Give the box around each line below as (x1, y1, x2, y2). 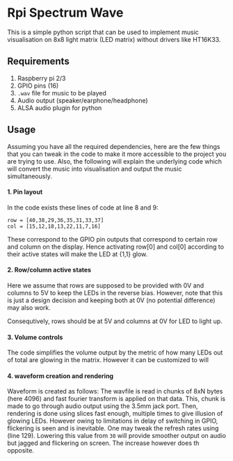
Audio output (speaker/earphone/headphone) (17, 96, 148, 104)
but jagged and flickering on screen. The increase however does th (7, 439, 200, 447)
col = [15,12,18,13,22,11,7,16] (7, 223, 101, 230)
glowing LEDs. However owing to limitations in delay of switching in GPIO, (7, 416, 218, 425)
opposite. (7, 446, 35, 455)
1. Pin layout (7, 188, 43, 196)
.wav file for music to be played (17, 88, 106, 97)
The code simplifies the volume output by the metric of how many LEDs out (7, 348, 223, 357)
